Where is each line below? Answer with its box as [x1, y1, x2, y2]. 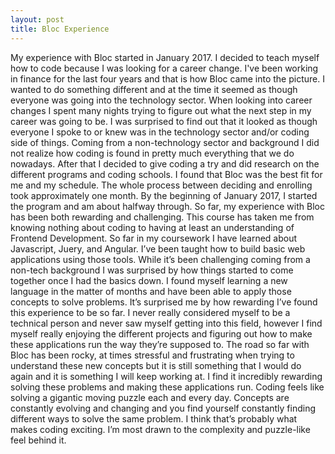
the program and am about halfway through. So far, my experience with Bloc [10, 200, 325, 212]
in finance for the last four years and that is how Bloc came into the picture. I [10, 72, 325, 85]
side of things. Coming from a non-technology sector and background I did [10, 136, 320, 148]
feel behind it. [10, 434, 67, 446]
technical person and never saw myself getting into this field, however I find [10, 317, 323, 329]
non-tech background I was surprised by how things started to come [10, 264, 294, 276]
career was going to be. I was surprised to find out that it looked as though [10, 115, 318, 127]
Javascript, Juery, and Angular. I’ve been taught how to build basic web [10, 242, 306, 255]
